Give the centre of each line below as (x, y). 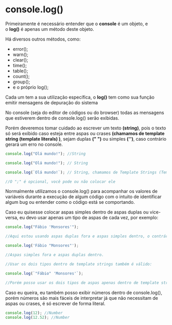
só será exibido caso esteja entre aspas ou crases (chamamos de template (85, 133)
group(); (21, 82)
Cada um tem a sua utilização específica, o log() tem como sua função (80, 97)
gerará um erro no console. (34, 144)
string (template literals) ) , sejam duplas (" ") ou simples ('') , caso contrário (86, 139)
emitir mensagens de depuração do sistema (52, 102)
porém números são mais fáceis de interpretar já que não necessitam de (82, 298)
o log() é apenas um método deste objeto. (50, 29)
